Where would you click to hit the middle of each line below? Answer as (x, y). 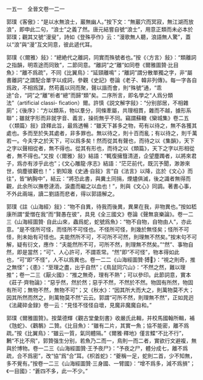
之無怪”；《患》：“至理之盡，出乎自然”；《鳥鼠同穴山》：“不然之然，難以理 (96, 267)
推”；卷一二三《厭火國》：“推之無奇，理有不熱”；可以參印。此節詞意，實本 (99, 275)
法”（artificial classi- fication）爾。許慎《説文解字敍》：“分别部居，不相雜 (98, 103)
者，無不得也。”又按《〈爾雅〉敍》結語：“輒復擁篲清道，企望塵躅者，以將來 (99, 156)
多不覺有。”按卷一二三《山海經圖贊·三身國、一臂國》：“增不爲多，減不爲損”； (101, 363)
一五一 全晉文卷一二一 (35, 9)
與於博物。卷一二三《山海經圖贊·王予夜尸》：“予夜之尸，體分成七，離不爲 (97, 348)
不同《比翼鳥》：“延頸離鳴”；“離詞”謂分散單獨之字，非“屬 (121, 72)
